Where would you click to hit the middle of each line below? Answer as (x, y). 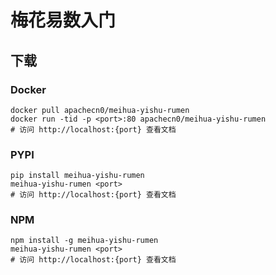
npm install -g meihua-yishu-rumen (84, 241)
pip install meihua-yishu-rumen (77, 176)
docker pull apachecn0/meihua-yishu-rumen (100, 110)
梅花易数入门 (63, 20)
